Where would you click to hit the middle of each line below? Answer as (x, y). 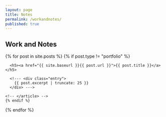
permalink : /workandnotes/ (33, 19)
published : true (22, 24)
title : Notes (19, 15)
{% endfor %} (20, 110)
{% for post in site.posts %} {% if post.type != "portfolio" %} (68, 56)
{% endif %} (18, 101)
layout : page (19, 10)
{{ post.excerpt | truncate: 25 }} (52, 83)
